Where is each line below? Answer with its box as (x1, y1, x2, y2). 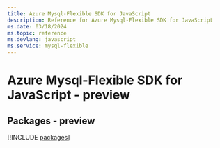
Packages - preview (7, 115, 95, 126)
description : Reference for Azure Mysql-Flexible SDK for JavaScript (7, 17, 214, 24)
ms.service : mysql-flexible (7, 42, 89, 49)
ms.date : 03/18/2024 (7, 23, 68, 30)
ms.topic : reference (7, 29, 68, 37)
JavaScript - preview (7, 88, 131, 103)
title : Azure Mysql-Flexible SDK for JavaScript (7, 10, 151, 17)
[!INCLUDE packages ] (7, 133, 70, 141)
